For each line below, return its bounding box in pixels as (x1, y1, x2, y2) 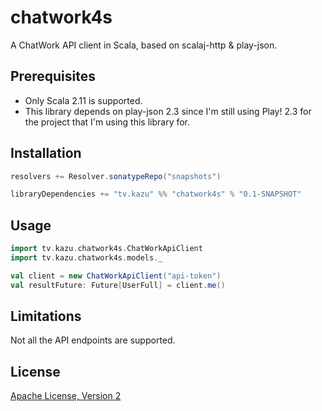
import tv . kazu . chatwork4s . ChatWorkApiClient (10, 244, 203, 254)
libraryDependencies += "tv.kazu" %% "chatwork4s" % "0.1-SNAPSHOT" (10, 189, 302, 200)
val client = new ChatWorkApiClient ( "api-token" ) (10, 271, 222, 281)
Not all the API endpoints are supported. (10, 334, 176, 346)
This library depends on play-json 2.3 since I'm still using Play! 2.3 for (24, 105, 312, 117)
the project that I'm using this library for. (24, 116, 191, 128)
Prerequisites (10, 68, 96, 85)
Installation (10, 145, 82, 162)
